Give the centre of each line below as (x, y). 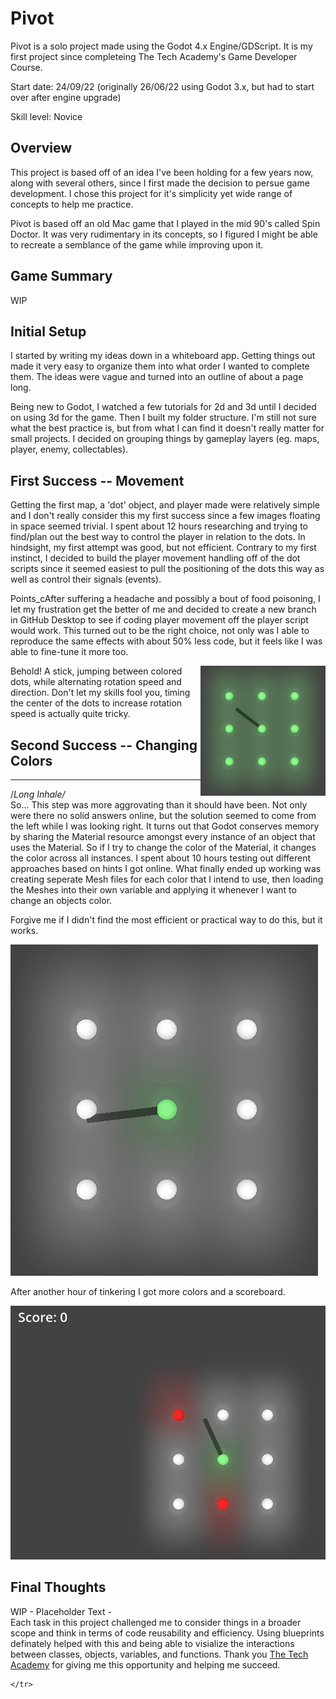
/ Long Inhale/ (38, 794)
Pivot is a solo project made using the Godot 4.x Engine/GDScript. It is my (161, 46)
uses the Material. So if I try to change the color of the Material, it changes (163, 847)
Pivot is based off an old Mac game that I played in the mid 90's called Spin (165, 223)
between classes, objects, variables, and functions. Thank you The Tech (159, 1654)
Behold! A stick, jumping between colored (96, 671)
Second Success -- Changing (104, 745)
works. (24, 930)
